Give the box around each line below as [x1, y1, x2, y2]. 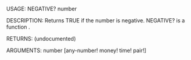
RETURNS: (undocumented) [6, 35, 76, 42]
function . [6, 24, 30, 30]
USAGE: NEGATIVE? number [6, 5, 77, 12]
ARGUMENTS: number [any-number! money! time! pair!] [6, 47, 147, 54]
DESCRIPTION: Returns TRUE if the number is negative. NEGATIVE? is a [6, 17, 185, 24]
